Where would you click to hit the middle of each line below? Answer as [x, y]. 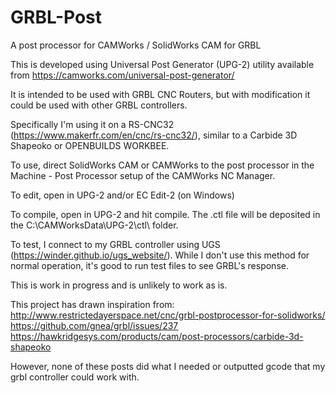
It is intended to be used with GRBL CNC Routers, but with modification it [160, 94]
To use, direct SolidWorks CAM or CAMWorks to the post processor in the [162, 165]
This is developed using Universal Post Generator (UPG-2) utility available [162, 64]
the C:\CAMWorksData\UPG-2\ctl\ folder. [94, 225]
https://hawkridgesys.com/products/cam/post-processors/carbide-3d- [157, 336]
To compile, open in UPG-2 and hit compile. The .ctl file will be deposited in [165, 214]
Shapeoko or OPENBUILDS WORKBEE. [90, 145]
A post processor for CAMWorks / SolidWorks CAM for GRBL [136, 45]
